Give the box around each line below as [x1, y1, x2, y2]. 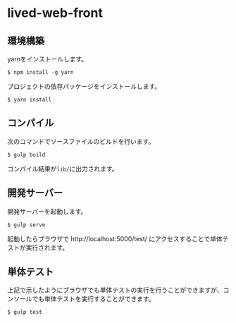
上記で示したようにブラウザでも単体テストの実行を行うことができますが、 [7, 286, 223, 294]
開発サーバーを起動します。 [7, 207, 87, 216]
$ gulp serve [7, 221, 46, 228]
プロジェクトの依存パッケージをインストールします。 [7, 83, 161, 90]
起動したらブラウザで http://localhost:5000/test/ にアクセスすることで [7, 234, 211, 243]
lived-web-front [7, 5, 104, 21]
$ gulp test [7, 309, 42, 316]
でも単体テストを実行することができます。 [31, 295, 155, 303]
